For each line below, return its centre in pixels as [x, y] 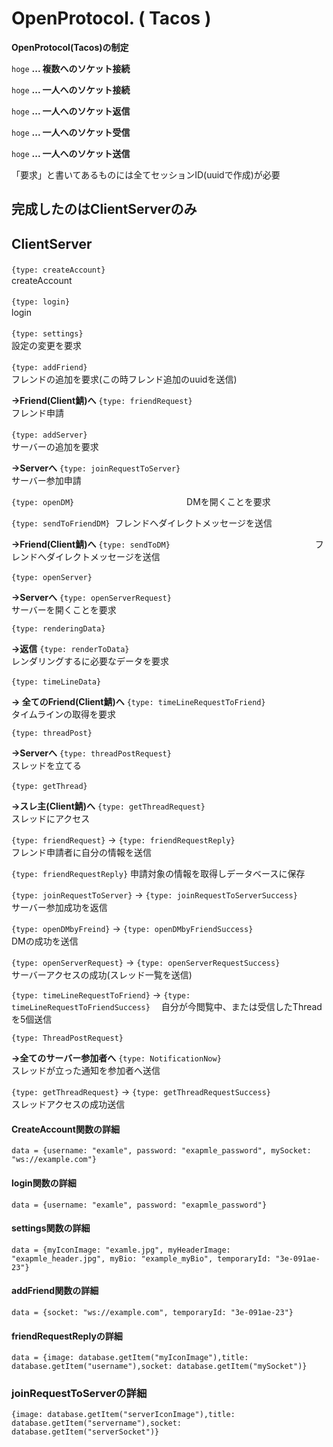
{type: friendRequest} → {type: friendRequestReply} [123, 840]
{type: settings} [47, 334]
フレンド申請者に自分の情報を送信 [81, 853]
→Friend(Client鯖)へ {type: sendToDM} [91, 544]
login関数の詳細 [44, 1183]
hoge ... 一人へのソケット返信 [71, 111]
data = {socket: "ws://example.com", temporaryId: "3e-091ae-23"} [152, 1312]
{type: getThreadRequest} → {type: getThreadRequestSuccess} [141, 1092]
